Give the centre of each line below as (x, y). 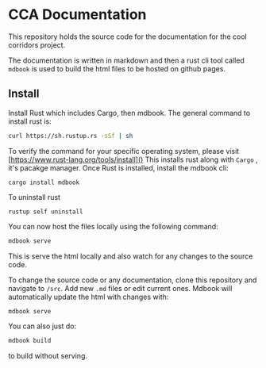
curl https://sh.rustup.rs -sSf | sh (71, 136)
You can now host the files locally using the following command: (113, 226)
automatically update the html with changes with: (89, 297)
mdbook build (30, 341)
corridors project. (37, 44)
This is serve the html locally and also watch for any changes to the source (131, 256)
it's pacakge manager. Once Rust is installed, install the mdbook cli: (118, 167)
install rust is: (30, 121)
